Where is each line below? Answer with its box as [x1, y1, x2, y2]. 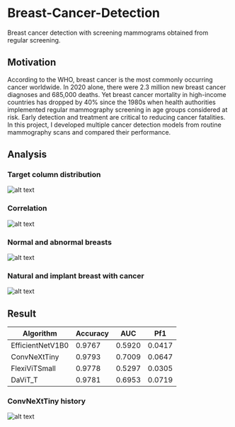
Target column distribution [7, 170, 101, 180]
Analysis [7, 149, 47, 161]
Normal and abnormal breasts [7, 237, 112, 247]
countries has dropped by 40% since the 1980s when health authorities [7, 98, 216, 106]
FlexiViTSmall [11, 363, 57, 373]
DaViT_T [11, 375, 38, 385]
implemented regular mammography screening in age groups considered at [7, 105, 228, 114]
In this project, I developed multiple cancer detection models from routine [7, 120, 222, 129]
